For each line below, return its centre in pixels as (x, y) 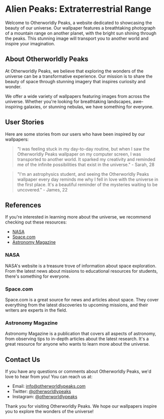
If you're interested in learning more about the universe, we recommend (78, 217)
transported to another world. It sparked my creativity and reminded (86, 159)
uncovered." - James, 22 (42, 190)
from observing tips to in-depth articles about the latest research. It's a (77, 339)
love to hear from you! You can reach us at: (49, 377)
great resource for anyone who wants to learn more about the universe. (78, 344)
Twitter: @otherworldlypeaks (42, 391)
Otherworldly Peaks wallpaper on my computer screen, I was (79, 154)
